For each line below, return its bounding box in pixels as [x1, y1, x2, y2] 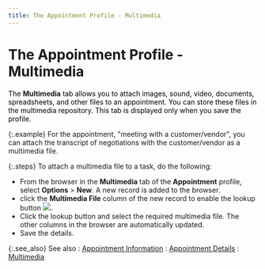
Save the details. [19, 228, 74, 237]
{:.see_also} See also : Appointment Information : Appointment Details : [8, 243, 240, 253]
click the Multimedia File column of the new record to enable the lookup [19, 193, 256, 203]
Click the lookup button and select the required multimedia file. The [19, 211, 240, 221]
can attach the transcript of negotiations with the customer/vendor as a [8, 138, 240, 147]
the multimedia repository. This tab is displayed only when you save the [8, 105, 241, 115]
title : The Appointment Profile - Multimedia [8, 11, 161, 20]
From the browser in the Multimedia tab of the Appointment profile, [19, 176, 243, 186]
